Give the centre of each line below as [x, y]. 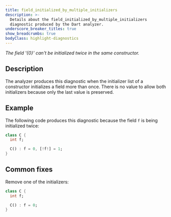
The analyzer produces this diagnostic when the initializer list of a [74, 81]
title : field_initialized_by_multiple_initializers [61, 10]
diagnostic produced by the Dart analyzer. [57, 24]
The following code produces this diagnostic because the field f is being [82, 120]
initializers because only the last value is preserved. [59, 92]
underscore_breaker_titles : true [41, 29]
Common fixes [29, 169]
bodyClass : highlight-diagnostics [42, 39]
